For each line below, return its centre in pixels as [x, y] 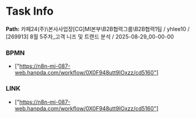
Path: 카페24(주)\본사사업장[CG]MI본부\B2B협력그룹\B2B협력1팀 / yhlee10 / [98, 29]
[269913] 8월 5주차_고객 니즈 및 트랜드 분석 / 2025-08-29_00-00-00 [90, 36]
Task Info [30, 11]
